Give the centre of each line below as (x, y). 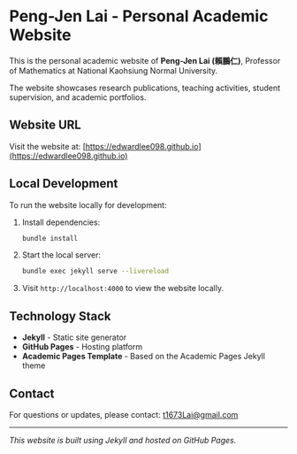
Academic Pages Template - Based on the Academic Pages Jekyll (143, 357)
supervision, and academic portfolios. (78, 97)
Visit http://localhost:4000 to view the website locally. (122, 289)
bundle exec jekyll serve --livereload (95, 272)
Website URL (45, 125)
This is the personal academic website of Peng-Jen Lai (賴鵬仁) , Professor (145, 60)
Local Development (64, 184)
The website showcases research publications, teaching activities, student (145, 88)
